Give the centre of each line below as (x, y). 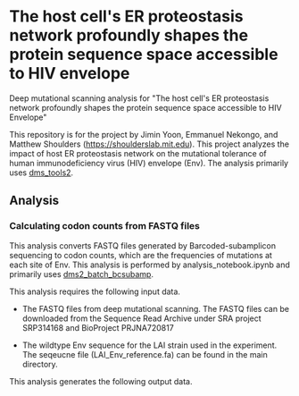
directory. (40, 364)
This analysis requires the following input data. (95, 291)
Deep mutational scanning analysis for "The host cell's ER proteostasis (139, 98)
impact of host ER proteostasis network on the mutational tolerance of (138, 153)
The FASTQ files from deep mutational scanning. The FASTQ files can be (156, 308)
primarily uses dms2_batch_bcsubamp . (82, 274)
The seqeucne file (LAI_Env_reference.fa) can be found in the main (145, 354)
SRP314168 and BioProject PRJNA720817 (98, 327)
